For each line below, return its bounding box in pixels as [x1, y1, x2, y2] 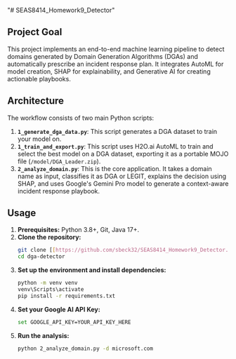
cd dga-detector [17, 253, 65, 260]
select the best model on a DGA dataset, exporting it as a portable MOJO [17, 149, 229, 158]
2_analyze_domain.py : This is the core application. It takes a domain [17, 164, 212, 172]
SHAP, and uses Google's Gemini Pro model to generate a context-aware [17, 179, 230, 188]
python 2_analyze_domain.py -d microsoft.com [17, 345, 153, 352]
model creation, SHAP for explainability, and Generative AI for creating [7, 67, 211, 76]
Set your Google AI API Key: [17, 305, 100, 313]
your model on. [17, 135, 62, 143]
